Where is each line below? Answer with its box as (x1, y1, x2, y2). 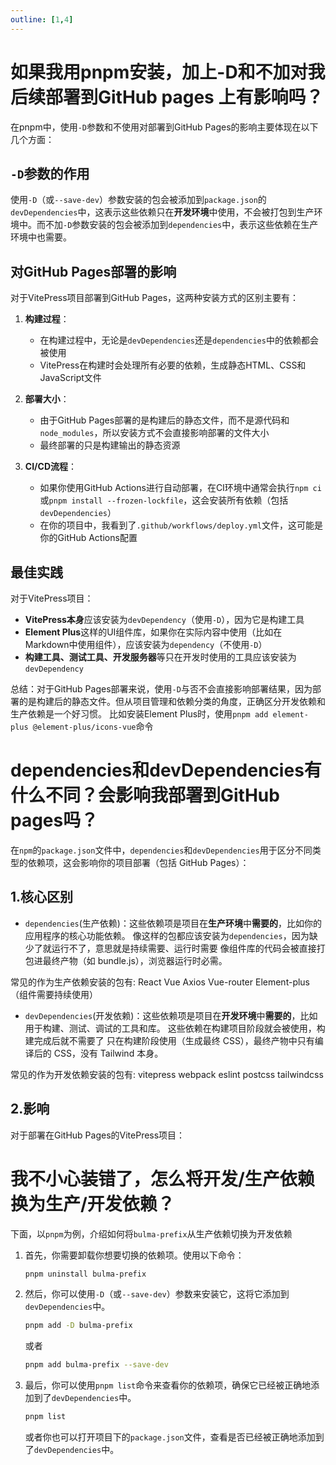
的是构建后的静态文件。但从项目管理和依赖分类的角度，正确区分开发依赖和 (18, 696, 326, 707)
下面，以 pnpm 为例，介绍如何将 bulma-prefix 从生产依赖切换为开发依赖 (10, 1227, 293, 1240)
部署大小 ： (24, 393, 70, 405)
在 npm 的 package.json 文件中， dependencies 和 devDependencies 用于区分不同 (10, 844, 313, 856)
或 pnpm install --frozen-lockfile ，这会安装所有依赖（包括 (39, 494, 289, 506)
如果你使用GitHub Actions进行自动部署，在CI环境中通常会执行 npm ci (39, 482, 322, 494)
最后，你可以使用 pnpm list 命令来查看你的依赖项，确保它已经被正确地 (24, 1379, 312, 1391)
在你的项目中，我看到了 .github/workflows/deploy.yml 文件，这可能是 (39, 519, 324, 531)
